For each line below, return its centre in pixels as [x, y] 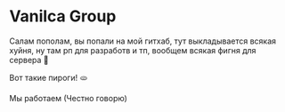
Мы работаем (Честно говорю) [68, 98]
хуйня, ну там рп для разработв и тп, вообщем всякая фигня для [133, 50]
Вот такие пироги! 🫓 [49, 77]
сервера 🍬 [29, 60]
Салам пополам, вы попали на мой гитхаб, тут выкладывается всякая [143, 41]
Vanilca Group [63, 16]
